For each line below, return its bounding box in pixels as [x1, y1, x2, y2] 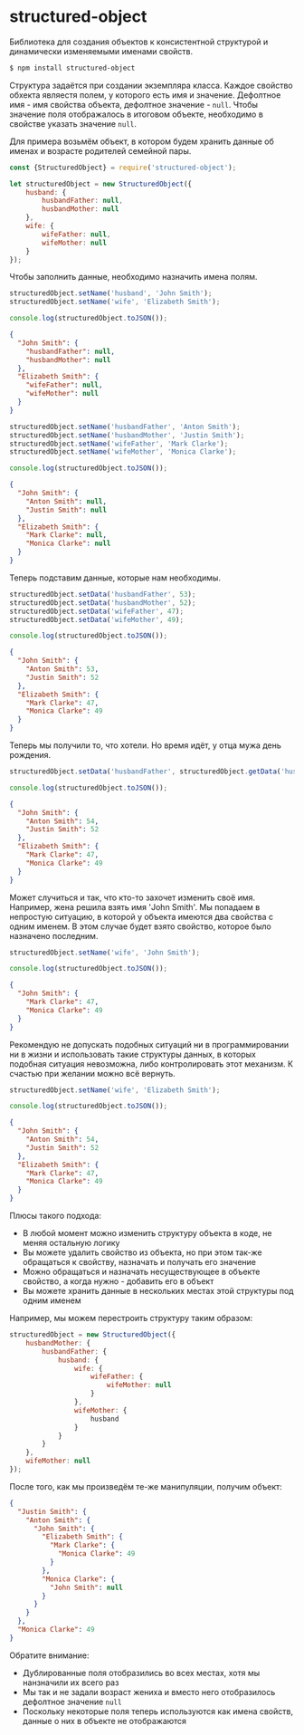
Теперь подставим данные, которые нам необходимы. [9, 572, 222, 583]
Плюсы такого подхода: [9, 1211, 102, 1222]
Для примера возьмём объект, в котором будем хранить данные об [9, 136, 274, 147]
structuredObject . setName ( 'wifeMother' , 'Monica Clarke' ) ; [9, 447, 237, 456]
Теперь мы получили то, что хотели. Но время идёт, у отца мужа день [9, 740, 282, 751]
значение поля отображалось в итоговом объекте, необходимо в [9, 109, 264, 120]
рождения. [9, 750, 52, 761]
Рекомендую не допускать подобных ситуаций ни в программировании [9, 1039, 290, 1050]
